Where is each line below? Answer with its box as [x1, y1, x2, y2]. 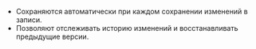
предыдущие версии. [15, 32, 89, 41]
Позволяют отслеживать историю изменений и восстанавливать [15, 24, 238, 32]
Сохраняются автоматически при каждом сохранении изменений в [15, 7, 249, 16]
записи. [15, 15, 42, 24]
